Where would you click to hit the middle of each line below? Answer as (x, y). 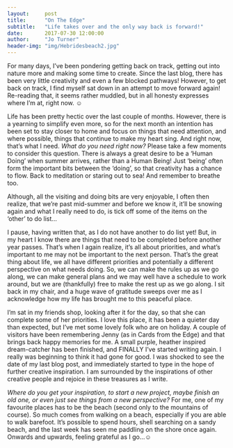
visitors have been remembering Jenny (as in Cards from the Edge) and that (116, 334)
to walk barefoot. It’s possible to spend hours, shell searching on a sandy (112, 422)
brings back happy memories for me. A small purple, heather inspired (107, 342)
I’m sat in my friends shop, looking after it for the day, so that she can (106, 312)
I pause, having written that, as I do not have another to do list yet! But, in (112, 232)
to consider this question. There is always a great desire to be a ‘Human (110, 153)
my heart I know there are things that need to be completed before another (114, 240)
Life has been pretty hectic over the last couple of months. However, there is (117, 116)
